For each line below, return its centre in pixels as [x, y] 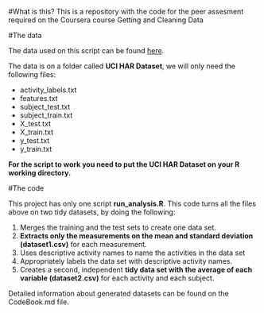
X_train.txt [37, 132]
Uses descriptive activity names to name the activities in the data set [132, 253]
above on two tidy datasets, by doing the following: [92, 212]
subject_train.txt [46, 115]
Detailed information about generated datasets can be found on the [118, 294]
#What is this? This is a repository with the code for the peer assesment [126, 12]
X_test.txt [35, 124]
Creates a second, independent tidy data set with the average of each [136, 270]
